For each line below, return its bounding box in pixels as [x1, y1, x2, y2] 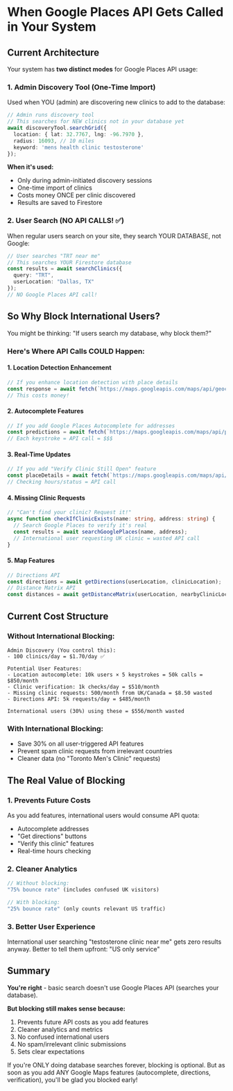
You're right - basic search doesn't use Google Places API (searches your [7, 983, 219, 992]
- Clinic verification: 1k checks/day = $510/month [7, 683, 159, 690]
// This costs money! [7, 392, 70, 399]
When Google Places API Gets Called [7, 4, 224, 20]
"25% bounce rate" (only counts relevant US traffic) [7, 905, 166, 912]
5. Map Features [7, 557, 55, 565]
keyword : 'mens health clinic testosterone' [13, 144, 144, 151]
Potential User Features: [7, 665, 82, 672]
